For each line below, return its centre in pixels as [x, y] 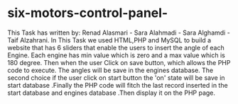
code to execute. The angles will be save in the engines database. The [110, 70]
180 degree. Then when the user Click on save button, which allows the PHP [119, 62]
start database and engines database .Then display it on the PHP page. [111, 93]
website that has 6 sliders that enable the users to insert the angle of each [116, 47]
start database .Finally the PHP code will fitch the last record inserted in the [118, 85]
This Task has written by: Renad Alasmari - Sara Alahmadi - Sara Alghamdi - [119, 33]
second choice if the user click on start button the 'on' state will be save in [116, 77]
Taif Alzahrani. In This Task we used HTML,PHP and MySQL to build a [109, 40]
